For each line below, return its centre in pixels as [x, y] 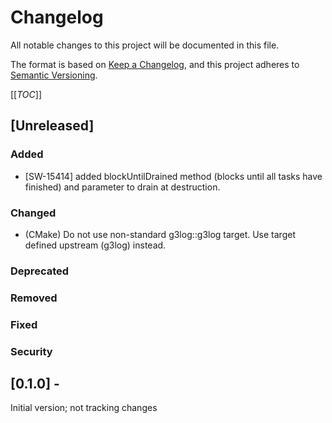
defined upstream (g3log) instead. [95, 245]
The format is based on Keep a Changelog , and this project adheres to [155, 64]
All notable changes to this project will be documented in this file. [145, 45]
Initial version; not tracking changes [84, 408]
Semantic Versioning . [54, 75]
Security [31, 351]
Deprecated [40, 271]
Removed [34, 298]
